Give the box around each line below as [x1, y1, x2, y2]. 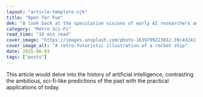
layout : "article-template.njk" [6, 8, 88, 15]
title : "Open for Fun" [6, 15, 63, 21]
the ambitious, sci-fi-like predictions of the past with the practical [6, 77, 169, 84]
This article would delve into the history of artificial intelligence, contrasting [6, 70, 194, 78]
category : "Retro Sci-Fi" [6, 25, 71, 32]
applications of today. [6, 83, 60, 91]
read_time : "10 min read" [6, 32, 71, 38]
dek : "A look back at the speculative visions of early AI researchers [6, 20, 190, 26]
